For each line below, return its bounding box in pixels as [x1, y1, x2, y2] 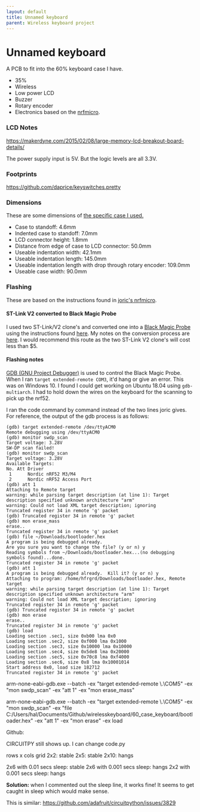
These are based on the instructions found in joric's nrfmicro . [6, 296, 157, 303]
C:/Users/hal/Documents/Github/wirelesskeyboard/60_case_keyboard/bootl [6, 710, 193, 718]
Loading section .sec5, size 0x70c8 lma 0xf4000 [6, 654, 130, 660]
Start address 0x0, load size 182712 [6, 664, 100, 670]
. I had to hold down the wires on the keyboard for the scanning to [30, 388, 193, 395]
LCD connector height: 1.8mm [14, 236, 88, 244]
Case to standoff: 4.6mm [14, 223, 76, 230]
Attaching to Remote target [6, 487, 76, 493]
